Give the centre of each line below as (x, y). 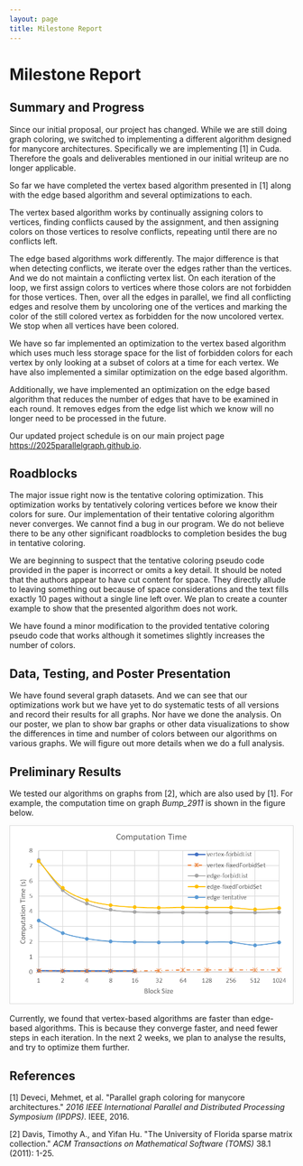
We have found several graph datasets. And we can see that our (129, 696)
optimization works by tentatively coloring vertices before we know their (143, 504)
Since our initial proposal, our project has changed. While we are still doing (148, 129)
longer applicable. (43, 168)
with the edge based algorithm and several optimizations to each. (131, 195)
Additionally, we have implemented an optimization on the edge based (140, 389)
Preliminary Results (65, 772)
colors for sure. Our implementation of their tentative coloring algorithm (142, 514)
